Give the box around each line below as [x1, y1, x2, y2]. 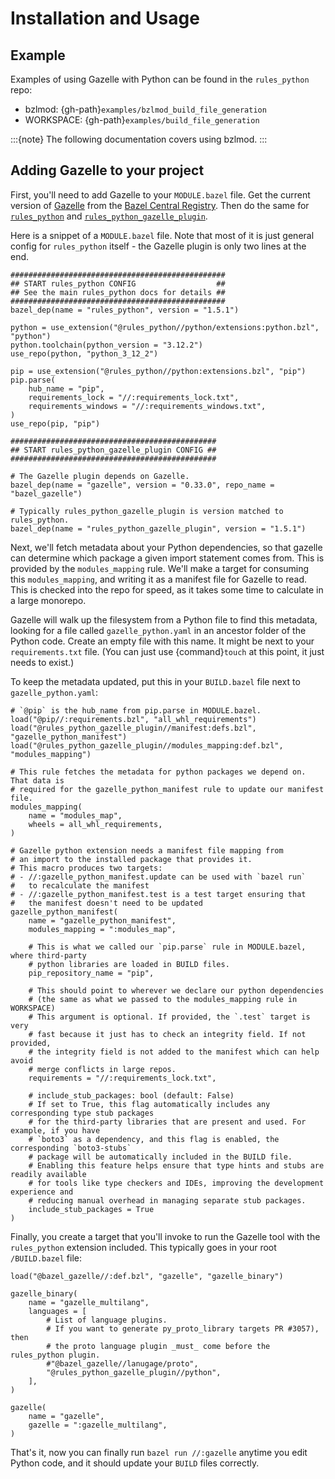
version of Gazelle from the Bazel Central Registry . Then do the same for [10, 199, 310, 211]
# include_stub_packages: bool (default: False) [28, 1090, 235, 1101]
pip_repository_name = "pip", [28, 968, 155, 978]
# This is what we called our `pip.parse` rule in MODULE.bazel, [28, 942, 307, 952]
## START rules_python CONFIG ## [10, 278, 226, 289]
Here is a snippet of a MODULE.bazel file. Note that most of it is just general [10, 229, 315, 241]
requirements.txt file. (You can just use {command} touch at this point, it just [10, 645, 325, 657]
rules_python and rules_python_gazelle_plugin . [10, 210, 208, 222]
